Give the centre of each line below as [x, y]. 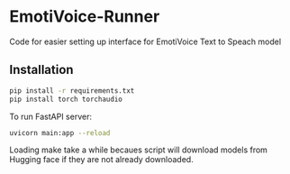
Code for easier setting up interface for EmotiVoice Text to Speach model [145, 41]
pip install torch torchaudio [66, 99]
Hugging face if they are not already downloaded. [101, 160]
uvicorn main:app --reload [60, 133]
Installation [41, 70]
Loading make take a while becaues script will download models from [139, 150]
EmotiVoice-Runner [85, 17]
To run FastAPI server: [51, 116]
